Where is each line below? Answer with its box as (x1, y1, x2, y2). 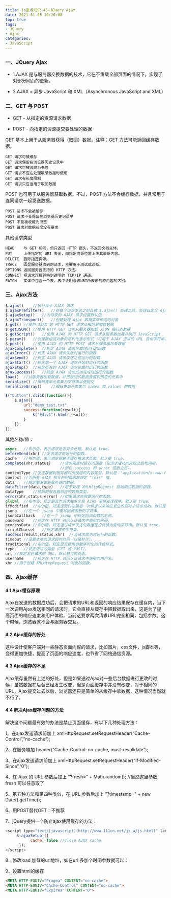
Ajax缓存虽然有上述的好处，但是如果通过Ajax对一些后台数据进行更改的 (5, 675, 153, 681)
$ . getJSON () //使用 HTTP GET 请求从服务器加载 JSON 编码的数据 (5, 327, 131, 332)
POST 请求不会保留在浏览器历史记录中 (5, 214, 74, 219)
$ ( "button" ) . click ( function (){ (5, 393, 72, 398)
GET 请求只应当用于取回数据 (5, 182, 56, 187)
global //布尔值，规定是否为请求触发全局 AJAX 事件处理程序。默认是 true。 (5, 499, 152, 504)
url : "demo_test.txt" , (23, 402, 70, 408)
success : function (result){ (23, 408, 81, 413)
